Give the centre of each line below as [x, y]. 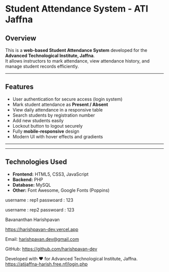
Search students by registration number [54, 115]
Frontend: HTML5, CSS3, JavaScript [51, 174]
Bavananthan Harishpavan [32, 220]
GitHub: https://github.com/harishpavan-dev [51, 249]
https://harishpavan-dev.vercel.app [42, 229]
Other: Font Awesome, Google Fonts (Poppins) [61, 190]
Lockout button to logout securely [48, 126]
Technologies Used [36, 162]
